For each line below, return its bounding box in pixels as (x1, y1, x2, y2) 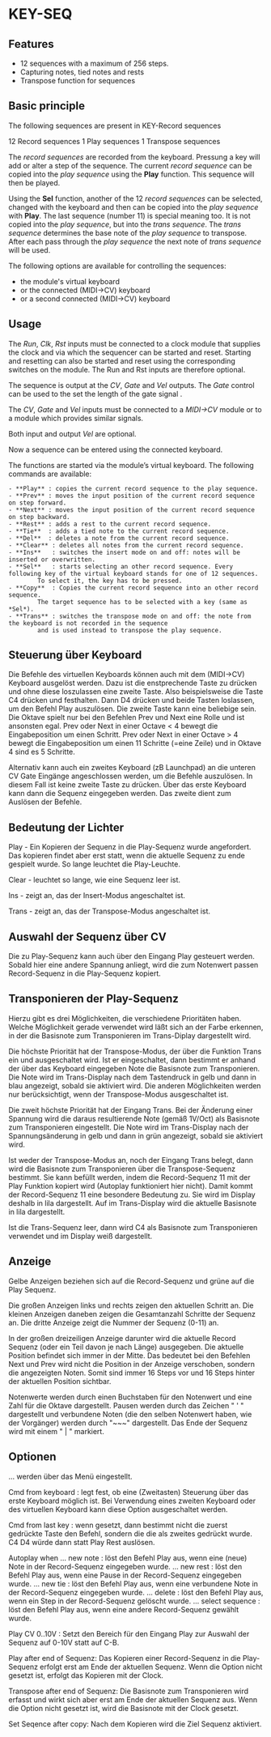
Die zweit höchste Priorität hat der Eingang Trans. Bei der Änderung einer (8, 1105, 253, 1114)
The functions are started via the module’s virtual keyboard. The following (8, 460, 254, 470)
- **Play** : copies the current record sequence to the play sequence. (8, 484, 259, 492)
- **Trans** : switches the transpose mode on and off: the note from (8, 612, 252, 620)
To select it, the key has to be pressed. (37, 577, 183, 585)
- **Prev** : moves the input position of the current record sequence (8, 492, 255, 500)
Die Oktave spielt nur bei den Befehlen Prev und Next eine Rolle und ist (8, 713, 245, 722)
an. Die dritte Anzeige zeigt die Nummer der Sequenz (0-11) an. (8, 1318, 219, 1327)
